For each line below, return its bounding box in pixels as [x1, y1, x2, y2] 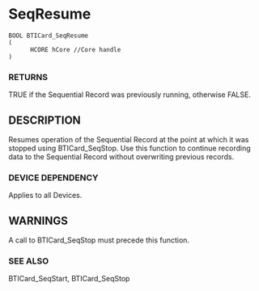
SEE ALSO [8, 255, 49, 267]
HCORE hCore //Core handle [29, 45, 121, 53]
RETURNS [8, 71, 49, 82]
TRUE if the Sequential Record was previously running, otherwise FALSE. [8, 90, 251, 99]
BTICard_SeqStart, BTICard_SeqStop [8, 274, 130, 284]
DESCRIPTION [8, 113, 81, 127]
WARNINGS [8, 213, 69, 227]
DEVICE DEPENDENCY [8, 171, 99, 183]
